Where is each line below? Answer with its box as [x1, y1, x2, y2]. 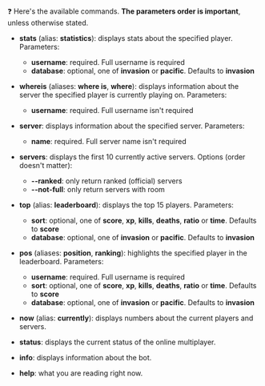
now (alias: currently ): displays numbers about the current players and [18, 313, 254, 323]
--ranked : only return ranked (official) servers [30, 176, 183, 186]
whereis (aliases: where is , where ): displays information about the [18, 82, 239, 90]
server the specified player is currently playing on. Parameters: [18, 90, 227, 99]
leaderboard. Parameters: [18, 257, 104, 266]
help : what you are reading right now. [18, 368, 143, 378]
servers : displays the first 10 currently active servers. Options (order [18, 152, 246, 162]
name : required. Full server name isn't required [30, 137, 187, 146]
